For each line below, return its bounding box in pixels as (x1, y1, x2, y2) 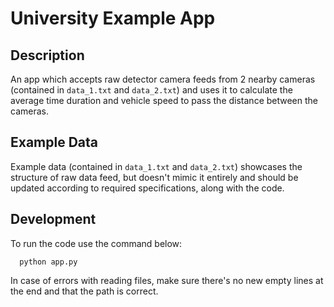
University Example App (10, 7, 216, 30)
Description (10, 47, 85, 64)
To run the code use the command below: (10, 237, 183, 249)
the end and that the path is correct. (10, 285, 159, 297)
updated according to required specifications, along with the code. (10, 182, 285, 194)
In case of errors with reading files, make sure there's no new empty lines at (10, 274, 324, 286)
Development (10, 211, 97, 228)
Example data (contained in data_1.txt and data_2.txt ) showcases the (10, 160, 303, 172)
